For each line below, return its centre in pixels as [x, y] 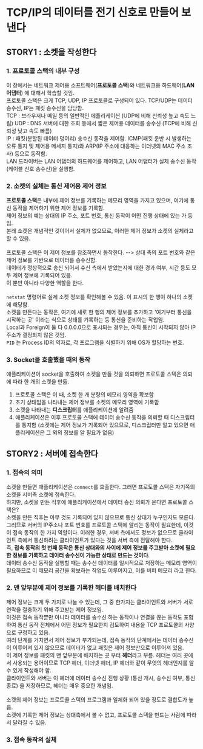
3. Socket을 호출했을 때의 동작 [48, 360]
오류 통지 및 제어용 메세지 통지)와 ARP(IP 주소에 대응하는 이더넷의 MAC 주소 [96, 146]
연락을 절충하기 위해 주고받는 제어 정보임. [55, 610]
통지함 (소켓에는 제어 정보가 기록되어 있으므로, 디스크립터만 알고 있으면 [105, 425]
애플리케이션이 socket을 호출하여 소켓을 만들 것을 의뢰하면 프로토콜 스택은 [94, 374]
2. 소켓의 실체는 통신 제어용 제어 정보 [57, 186]
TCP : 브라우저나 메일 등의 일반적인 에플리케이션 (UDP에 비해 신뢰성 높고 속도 [98, 116]
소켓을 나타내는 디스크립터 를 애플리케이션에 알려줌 [74, 410]
